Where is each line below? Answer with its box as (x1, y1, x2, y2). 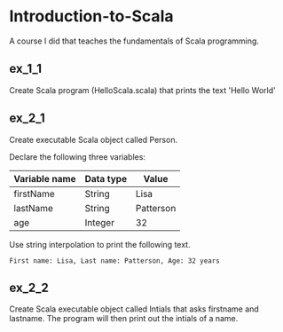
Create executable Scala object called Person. (9, 134, 178, 145)
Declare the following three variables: (9, 151, 146, 162)
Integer (84, 216, 115, 228)
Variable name (13, 172, 77, 185)
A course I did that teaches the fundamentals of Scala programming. (9, 36, 260, 46)
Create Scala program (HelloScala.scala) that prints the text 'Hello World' (9, 84, 277, 95)
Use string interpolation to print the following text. (9, 239, 191, 249)
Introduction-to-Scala (9, 6, 174, 27)
